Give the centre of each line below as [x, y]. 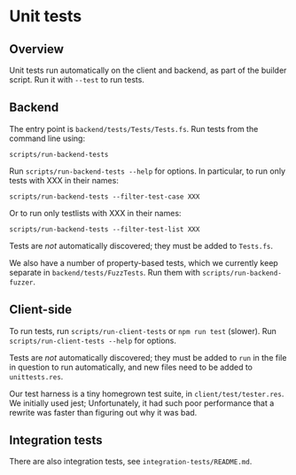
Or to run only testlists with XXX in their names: [95, 213]
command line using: [47, 138]
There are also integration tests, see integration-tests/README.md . [131, 462]
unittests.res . [36, 376]
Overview [37, 49]
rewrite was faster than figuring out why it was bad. [103, 412]
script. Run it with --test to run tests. [77, 80]
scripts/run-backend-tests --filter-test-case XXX [105, 197]
